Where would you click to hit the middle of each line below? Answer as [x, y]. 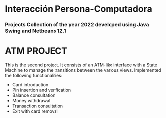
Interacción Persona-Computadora [79, 9]
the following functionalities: [34, 76]
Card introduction [30, 85]
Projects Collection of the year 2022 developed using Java [77, 25]
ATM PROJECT [36, 51]
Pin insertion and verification [42, 90]
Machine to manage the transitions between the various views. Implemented [83, 70]
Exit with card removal [35, 111]
